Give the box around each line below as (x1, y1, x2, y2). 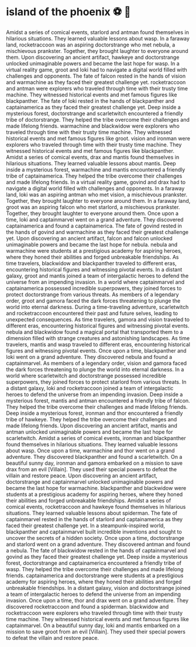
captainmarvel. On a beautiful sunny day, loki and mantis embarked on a (6, 622, 180, 629)
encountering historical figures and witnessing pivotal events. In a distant (6, 266, 183, 273)
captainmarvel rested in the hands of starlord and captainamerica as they (6, 515, 183, 522)
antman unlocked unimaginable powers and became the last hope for (6, 428, 173, 435)
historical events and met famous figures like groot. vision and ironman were (6, 135, 190, 142)
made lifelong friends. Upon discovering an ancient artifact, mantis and (6, 422, 177, 429)
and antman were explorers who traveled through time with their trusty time (6, 85, 188, 92)
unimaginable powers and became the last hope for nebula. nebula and (6, 241, 178, 248)
